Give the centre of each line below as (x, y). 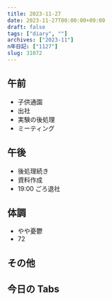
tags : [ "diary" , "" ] (38, 33)
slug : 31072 (25, 54)
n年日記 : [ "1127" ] (33, 47)
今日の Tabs (33, 289)
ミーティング (36, 128)
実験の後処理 (36, 119)
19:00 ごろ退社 (39, 188)
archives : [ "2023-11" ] (41, 40)
